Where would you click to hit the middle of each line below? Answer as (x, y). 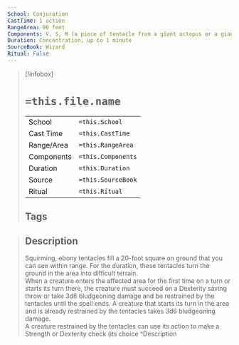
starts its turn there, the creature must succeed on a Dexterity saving (126, 289)
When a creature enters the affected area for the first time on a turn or (128, 281)
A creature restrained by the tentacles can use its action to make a (122, 326)
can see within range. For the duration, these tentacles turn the (117, 266)
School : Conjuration (38, 14)
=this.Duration (104, 168)
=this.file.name (73, 102)
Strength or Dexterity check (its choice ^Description (101, 334)
